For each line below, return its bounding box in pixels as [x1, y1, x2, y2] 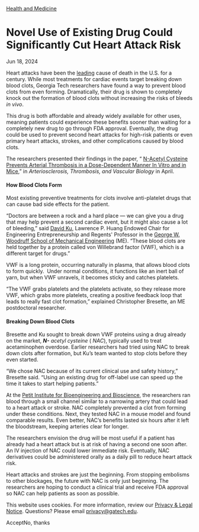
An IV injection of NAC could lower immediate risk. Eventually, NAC [6, 447, 170, 454]
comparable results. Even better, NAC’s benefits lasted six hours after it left [6, 417, 190, 424]
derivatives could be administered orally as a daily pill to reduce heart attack [6, 453, 192, 460]
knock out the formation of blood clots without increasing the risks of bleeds [6, 94, 193, 101]
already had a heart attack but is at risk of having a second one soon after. [6, 441, 188, 448]
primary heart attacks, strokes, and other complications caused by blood [6, 137, 184, 144]
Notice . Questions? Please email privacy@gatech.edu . [6, 508, 139, 515]
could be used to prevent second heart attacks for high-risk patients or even [6, 131, 192, 138]
